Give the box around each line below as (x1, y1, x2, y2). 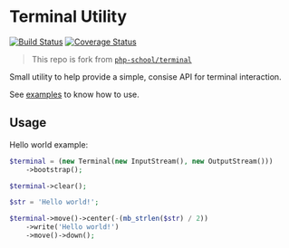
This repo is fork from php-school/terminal (31, 53, 192, 64)
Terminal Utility (9, 6, 128, 27)
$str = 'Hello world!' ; (9, 197, 100, 207)
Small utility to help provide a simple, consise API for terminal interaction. (9, 71, 283, 82)
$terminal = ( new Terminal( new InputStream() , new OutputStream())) (9, 157, 274, 166)
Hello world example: (9, 138, 89, 150)
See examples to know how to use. (9, 89, 140, 100)
